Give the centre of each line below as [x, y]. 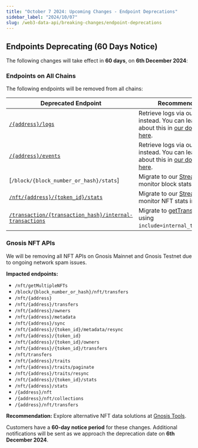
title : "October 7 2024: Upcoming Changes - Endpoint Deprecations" [92, 12]
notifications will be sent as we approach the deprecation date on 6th [90, 433]
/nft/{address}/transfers [46, 305]
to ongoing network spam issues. [47, 262]
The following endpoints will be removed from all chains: [75, 89]
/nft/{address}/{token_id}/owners [57, 342]
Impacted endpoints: [32, 274]
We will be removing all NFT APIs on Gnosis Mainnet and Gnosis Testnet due [99, 256]
